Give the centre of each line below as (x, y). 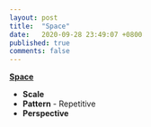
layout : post (34, 18)
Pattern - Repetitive (59, 104)
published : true (40, 43)
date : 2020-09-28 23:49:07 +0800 (76, 34)
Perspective (45, 113)
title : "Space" (40, 26)
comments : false (40, 51)
